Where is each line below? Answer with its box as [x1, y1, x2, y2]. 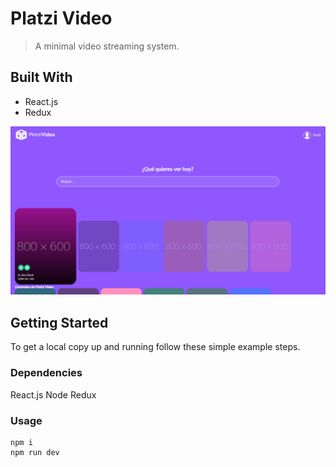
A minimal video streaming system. [34, 40, 180, 52]
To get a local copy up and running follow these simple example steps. [10, 341, 301, 353]
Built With [10, 69, 73, 86]
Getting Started [10, 314, 109, 331]
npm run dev [10, 447, 60, 457]
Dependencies [10, 366, 83, 380]
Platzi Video [10, 7, 113, 30]
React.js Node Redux [10, 388, 97, 401]
